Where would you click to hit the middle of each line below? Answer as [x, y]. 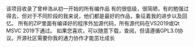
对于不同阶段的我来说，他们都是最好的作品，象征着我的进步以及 [104, 16]
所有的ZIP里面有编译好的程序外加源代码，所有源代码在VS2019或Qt [99, 23]
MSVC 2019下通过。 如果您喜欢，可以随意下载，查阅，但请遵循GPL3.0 [92, 31]
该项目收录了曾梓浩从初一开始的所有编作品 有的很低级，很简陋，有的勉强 [95, 9]
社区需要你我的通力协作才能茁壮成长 [71, 38]
